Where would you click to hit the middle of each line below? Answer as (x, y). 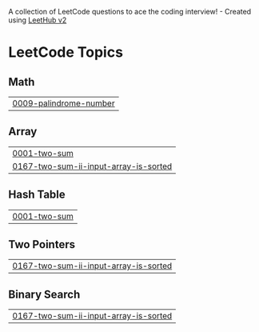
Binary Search (44, 294)
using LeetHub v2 (38, 20)
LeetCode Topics (66, 52)
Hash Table (37, 195)
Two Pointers (42, 244)
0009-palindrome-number (64, 103)
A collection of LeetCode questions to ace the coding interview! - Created (130, 12)
